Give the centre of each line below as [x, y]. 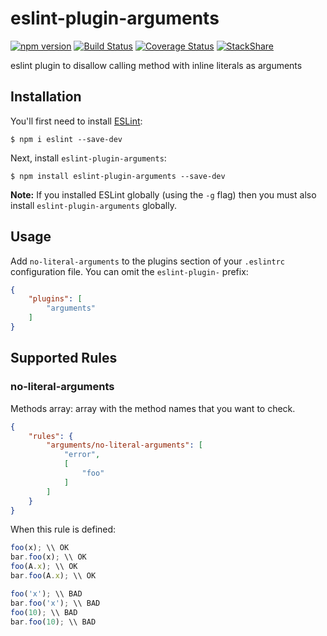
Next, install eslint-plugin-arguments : [88, 158]
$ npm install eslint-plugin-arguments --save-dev [118, 176]
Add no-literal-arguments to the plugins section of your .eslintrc [147, 261]
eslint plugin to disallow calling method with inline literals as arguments [156, 65]
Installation [46, 97]
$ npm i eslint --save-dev [66, 139]
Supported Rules [64, 358]
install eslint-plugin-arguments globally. [93, 205]
